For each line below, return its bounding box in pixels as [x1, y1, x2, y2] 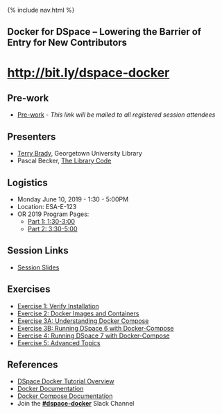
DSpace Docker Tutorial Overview [17, 377, 114, 386]
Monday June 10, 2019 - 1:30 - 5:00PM [17, 195, 129, 204]
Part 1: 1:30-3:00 [27, 217, 75, 226]
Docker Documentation [17, 385, 84, 393]
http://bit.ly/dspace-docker [7, 65, 170, 81]
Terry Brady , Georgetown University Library [17, 149, 142, 158]
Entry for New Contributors [7, 37, 127, 49]
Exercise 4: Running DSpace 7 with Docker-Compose [17, 331, 170, 340]
